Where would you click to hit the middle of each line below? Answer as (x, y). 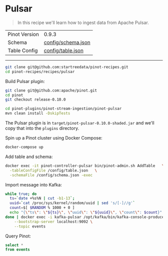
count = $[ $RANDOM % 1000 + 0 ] (42, 208)
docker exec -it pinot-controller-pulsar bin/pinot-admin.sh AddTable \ (85, 165)
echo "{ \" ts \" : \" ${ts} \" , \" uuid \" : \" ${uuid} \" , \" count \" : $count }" (86, 212)
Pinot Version (23, 34)
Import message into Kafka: (34, 184)
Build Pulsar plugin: (25, 81)
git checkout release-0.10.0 (35, 100)
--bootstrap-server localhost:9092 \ (53, 221)
